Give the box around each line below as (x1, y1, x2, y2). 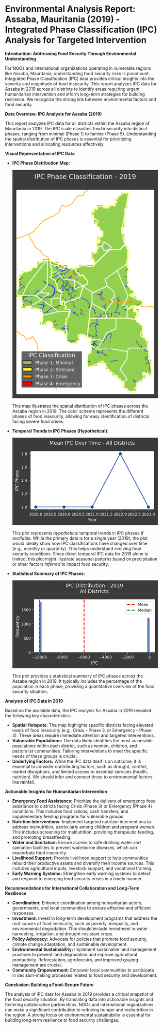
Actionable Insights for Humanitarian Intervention (5, 789, 108, 794)
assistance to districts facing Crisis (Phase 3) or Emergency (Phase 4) (12, 803, 152, 809)
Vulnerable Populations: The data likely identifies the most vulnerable (12, 737, 153, 743)
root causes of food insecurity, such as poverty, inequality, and (12, 920, 138, 926)
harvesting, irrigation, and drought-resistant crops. (12, 930, 114, 937)
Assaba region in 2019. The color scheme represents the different (12, 408, 144, 414)
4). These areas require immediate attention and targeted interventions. (12, 732, 155, 738)
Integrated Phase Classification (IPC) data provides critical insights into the (5, 76, 155, 81)
